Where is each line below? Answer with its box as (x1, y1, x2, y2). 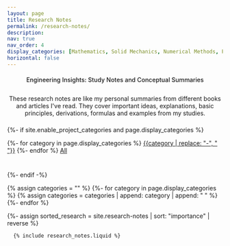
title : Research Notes (7, 16, 72, 23)
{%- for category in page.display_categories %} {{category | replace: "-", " (7, 138, 218, 147)
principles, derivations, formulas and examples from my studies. (25, 109, 205, 117)
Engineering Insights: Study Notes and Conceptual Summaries (26, 76, 204, 84)
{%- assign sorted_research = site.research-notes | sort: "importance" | (7, 212, 210, 220)
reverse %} (7, 219, 39, 227)
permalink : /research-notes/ (7, 23, 90, 29)
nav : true (7, 36, 36, 42)
